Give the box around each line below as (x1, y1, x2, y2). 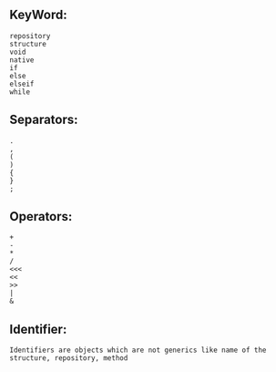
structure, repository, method (9, 354, 128, 363)
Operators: (9, 209, 73, 224)
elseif (9, 79, 35, 88)
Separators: (9, 112, 79, 128)
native (9, 55, 35, 65)
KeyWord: (9, 7, 67, 23)
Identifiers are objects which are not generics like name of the (9, 346, 267, 355)
